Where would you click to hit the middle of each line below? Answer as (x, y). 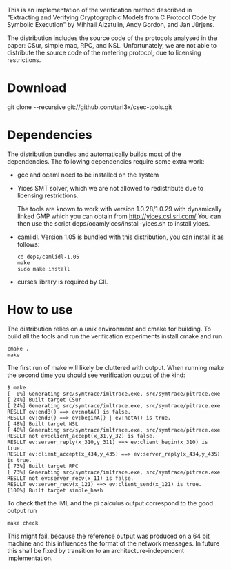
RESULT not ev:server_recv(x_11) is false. (71, 478)
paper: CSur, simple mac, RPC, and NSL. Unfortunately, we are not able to (112, 45)
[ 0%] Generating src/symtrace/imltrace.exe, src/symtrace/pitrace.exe (114, 394)
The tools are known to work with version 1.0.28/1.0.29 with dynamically (119, 209)
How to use (40, 310)
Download (37, 88)
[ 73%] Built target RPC (43, 466)
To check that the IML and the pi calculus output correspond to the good (110, 503)
